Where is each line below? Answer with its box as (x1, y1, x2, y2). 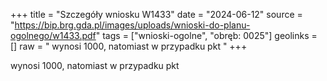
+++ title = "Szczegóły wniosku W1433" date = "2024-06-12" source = (10, 9, 303, 20)
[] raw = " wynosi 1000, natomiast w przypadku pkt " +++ (10, 40, 248, 52)
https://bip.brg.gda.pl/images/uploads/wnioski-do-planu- (14, 19, 251, 31)
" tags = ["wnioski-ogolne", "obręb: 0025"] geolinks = (95, 30, 318, 41)
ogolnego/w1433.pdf (10, 30, 97, 41)
